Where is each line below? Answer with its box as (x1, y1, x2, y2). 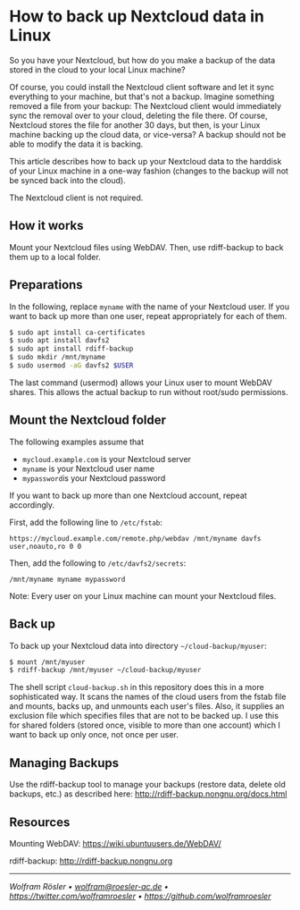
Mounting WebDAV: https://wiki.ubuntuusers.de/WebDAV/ (9, 838, 221, 848)
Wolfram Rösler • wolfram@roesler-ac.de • (9, 881, 170, 891)
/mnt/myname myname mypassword (9, 575, 126, 584)
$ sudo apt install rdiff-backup (9, 344, 134, 354)
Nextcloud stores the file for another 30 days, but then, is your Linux (9, 119, 261, 131)
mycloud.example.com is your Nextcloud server (21, 453, 192, 464)
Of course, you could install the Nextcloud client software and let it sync (9, 81, 275, 92)
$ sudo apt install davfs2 (9, 336, 110, 345)
